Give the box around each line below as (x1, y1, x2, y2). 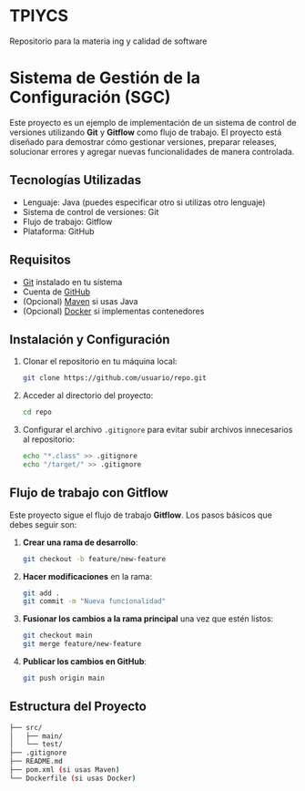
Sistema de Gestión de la (9, 67, 200, 88)
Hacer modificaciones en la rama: (22, 570, 153, 581)
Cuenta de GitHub (22, 286, 91, 297)
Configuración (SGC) (9, 87, 171, 108)
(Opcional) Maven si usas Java (22, 295, 138, 306)
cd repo (22, 407, 52, 417)
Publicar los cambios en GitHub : (22, 656, 147, 666)
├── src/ (9, 723, 43, 732)
